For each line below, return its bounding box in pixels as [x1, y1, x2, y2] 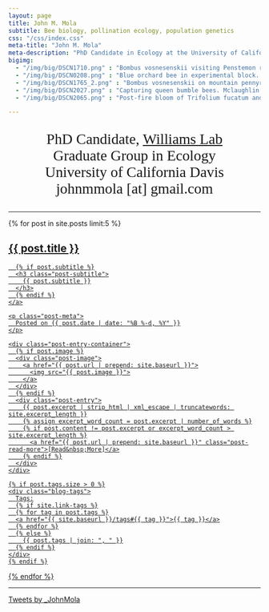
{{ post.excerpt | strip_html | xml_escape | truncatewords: [22, 403, 231, 411]
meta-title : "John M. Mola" [8, 42, 102, 50]
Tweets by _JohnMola [8, 594, 81, 604]
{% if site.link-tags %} [15, 501, 98, 509]
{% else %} [15, 529, 52, 538]
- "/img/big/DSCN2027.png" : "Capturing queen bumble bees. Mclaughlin [15, 86, 260, 95]
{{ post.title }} [8, 242, 80, 256]
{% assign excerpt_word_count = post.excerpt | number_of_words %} [22, 417, 252, 425]
